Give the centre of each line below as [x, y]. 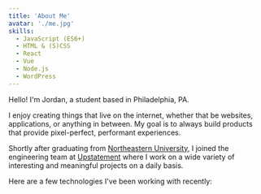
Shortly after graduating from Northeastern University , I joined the [119, 148]
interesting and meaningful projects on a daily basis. [96, 165]
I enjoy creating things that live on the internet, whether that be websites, [131, 115]
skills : [22, 31]
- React [29, 54]
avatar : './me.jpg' [41, 24]
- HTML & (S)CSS [43, 46]
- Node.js [32, 69]
